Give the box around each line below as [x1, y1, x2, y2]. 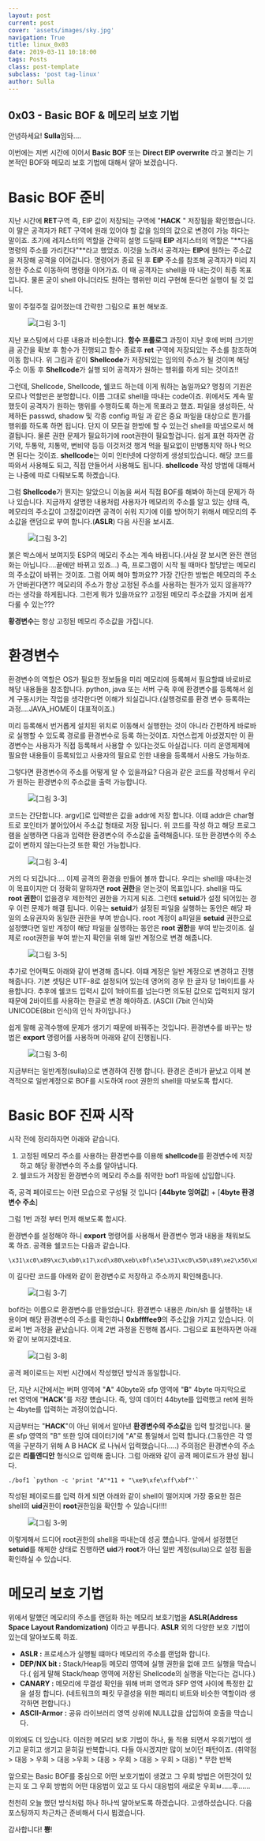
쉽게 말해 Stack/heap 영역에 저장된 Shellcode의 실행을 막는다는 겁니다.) [32, 1669, 256, 1678]
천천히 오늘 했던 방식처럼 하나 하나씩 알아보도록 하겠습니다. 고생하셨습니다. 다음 [8, 1798, 252, 1808]
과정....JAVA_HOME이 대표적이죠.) [8, 704, 116, 714]
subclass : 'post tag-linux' [8, 70, 101, 78]
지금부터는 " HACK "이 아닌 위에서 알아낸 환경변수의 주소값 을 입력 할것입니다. [8, 1421, 243, 1431]
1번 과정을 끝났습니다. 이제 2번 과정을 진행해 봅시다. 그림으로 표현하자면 [22, 1325, 242, 1334]
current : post [8, 19, 55, 27]
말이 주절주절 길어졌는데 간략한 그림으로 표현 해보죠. [8, 301, 168, 312]
